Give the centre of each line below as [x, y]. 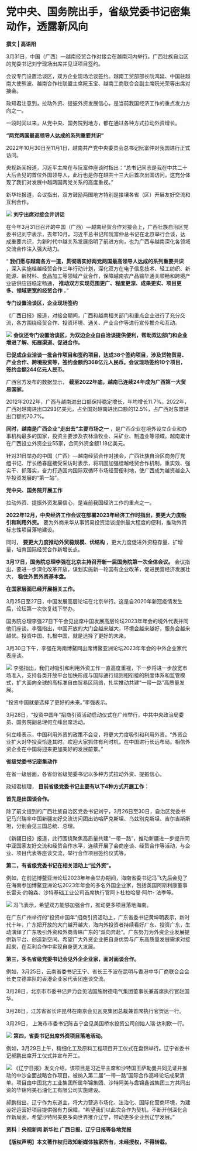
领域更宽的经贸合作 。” [42, 290]
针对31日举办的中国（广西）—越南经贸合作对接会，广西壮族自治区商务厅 [93, 456]
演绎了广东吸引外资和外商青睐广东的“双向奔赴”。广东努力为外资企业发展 [98, 932]
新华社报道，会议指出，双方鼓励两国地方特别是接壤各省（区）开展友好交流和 [98, 194]
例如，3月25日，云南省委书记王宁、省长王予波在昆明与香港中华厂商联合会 [95, 971]
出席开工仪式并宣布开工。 [52, 1055]
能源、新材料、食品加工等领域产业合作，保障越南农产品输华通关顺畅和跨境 [96, 276]
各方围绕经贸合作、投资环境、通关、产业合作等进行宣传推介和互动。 [98, 322]
